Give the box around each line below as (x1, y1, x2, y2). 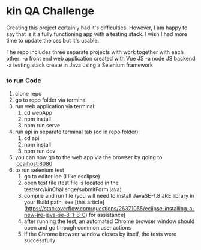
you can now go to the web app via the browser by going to (14, 154, 163, 161)
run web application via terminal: (14, 103, 96, 110)
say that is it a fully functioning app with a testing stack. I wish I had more (6, 30, 188, 37)
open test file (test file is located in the (23, 179, 119, 187)
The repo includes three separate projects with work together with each (6, 48, 184, 55)
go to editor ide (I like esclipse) (23, 173, 100, 180)
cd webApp (23, 109, 53, 117)
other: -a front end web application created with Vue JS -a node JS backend (6, 55, 196, 62)
